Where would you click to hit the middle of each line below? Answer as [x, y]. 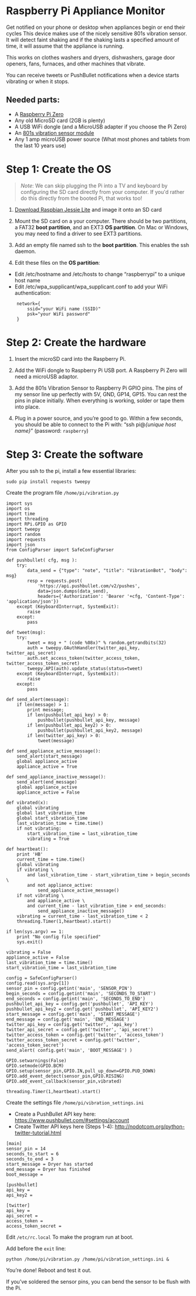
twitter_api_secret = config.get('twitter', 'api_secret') [80, 1029]
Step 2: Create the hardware [76, 342]
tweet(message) [56, 741]
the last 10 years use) [40, 145]
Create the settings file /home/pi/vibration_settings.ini [75, 1102]
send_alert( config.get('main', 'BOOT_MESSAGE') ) [69, 1050]
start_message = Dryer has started [50, 1164]
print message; [46, 710]
